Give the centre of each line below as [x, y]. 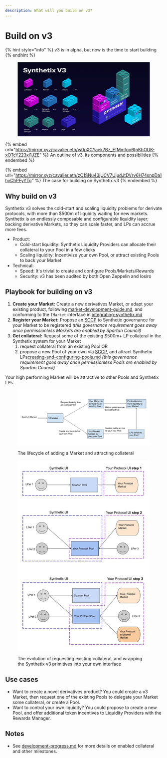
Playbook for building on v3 [49, 292]
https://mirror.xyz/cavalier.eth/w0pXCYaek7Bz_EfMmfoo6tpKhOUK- [85, 150]
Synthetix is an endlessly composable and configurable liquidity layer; [77, 219]
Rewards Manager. [32, 718]
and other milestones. [35, 751]
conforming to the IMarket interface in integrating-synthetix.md [77, 314]
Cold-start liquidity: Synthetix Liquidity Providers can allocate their [88, 245]
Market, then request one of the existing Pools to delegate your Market [85, 697]
